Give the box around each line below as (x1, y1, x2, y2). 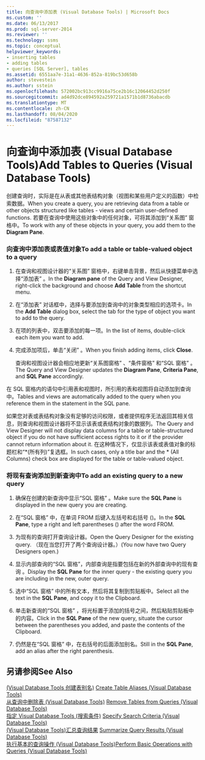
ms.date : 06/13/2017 (6, 20, 59, 26)
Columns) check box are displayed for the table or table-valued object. (6, 455, 184, 463)
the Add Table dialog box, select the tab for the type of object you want (15, 308, 195, 315)
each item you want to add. (15, 334, 84, 341)
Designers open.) (15, 548, 59, 555)
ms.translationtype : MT (6, 100, 67, 106)
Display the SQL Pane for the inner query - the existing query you (27, 568, 192, 575)
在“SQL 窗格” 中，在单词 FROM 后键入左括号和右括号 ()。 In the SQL (15, 513, 186, 521)
